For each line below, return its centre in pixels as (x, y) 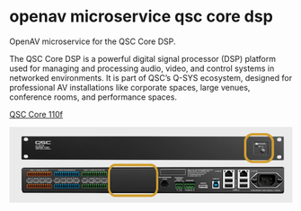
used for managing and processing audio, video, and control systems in (142, 68)
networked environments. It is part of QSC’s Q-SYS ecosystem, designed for (151, 77)
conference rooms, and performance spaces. (93, 97)
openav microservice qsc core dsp (142, 17)
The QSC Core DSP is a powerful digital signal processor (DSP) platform (143, 58)
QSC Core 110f (36, 114)
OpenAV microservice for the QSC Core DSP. (93, 41)
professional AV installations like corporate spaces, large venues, (130, 87)
